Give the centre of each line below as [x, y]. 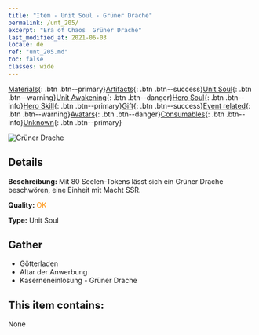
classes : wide [31, 67]
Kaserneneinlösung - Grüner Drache [78, 281]
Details [26, 162]
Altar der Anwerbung [53, 272]
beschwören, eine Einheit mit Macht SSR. [75, 190]
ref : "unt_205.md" [38, 52]
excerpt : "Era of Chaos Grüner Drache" [75, 30]
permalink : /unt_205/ [44, 23]
